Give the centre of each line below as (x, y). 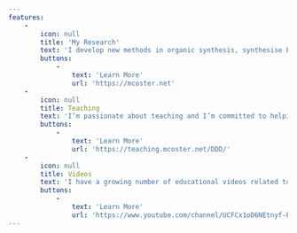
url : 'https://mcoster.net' (123, 83)
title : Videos (66, 174)
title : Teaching (70, 108)
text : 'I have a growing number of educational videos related (159, 183)
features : (27, 17)
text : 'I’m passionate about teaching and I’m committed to (153, 116)
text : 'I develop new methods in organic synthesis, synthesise (161, 50)
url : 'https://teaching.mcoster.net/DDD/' (151, 149)
